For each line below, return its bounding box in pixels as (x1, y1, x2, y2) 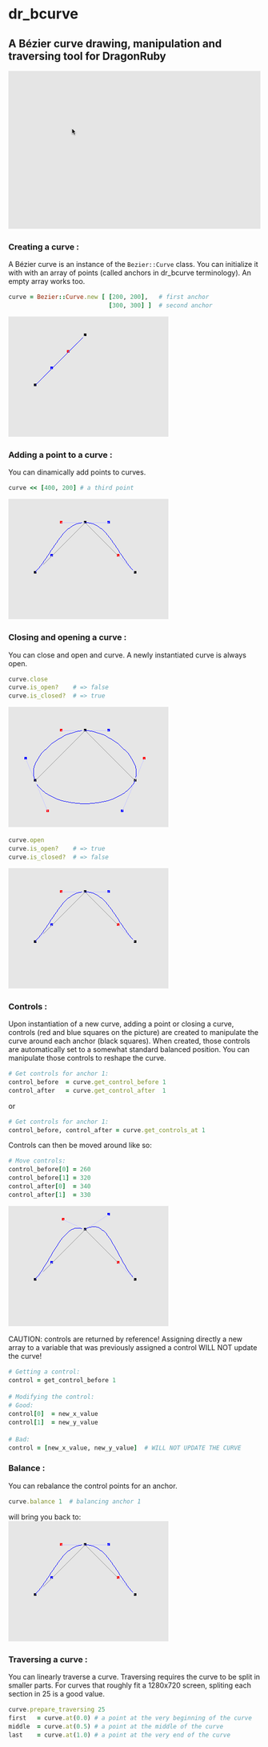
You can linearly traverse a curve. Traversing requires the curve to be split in (8, 1672, 261, 1682)
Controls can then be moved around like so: (8, 1140, 152, 1151)
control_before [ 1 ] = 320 (8, 1174, 91, 1183)
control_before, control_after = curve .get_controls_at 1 (8, 1126, 206, 1134)
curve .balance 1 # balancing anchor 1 (8, 1497, 142, 1506)
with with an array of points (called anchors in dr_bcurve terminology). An (8, 268, 252, 277)
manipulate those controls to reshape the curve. (8, 1053, 166, 1063)
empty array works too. (8, 277, 86, 286)
